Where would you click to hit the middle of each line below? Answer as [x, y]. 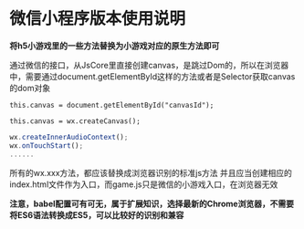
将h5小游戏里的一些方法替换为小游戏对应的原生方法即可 [115, 46]
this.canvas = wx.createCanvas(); [75, 121]
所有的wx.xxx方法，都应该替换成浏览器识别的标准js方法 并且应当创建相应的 [151, 172]
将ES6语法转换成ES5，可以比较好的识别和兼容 [97, 214]
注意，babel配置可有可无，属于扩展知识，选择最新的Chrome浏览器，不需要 [152, 203]
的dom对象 [30, 88]
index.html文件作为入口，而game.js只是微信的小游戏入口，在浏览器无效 [144, 184]
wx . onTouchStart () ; [47, 146]
